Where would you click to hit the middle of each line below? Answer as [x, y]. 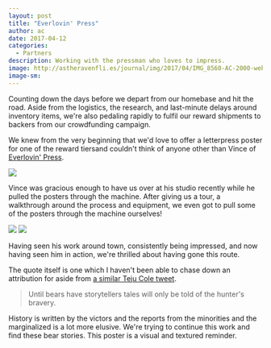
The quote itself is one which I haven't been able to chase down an [120, 270]
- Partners [34, 53]
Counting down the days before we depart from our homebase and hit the [131, 98]
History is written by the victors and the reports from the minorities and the [133, 318]
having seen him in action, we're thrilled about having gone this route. [124, 254]
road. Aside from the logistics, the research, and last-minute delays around [133, 107]
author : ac [27, 31]
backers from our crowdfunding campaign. [79, 124]
